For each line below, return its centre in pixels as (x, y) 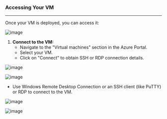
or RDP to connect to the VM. (42, 92)
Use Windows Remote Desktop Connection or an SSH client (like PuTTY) (87, 87)
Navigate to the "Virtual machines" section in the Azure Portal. (83, 47)
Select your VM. (36, 53)
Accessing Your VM (30, 7)
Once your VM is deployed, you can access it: (52, 23)
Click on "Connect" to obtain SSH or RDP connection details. (82, 58)
